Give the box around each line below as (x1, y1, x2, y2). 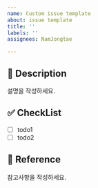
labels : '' (7, 29, 39, 37)
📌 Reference (7, 153, 61, 166)
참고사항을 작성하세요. (7, 173, 67, 181)
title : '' (7, 23, 36, 30)
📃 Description (7, 67, 67, 79)
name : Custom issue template (7, 10, 91, 17)
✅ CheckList (7, 107, 62, 119)
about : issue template (7, 17, 72, 23)
